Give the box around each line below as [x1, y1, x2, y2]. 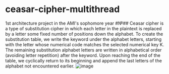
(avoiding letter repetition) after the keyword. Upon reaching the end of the [5, 52, 160, 58]
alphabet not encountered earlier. [5, 63, 75, 69]
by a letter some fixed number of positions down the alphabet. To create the [5, 31, 163, 37]
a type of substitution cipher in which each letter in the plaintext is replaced [5, 25, 162, 31]
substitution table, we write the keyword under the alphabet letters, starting [5, 36, 162, 42]
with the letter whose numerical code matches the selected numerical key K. [5, 41, 164, 47]
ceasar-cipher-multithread [5, 4, 120, 15]
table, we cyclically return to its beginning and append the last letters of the [5, 57, 162, 63]
